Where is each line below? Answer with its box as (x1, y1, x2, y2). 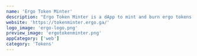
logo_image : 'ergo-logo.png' (6, 24, 78, 31)
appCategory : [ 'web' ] (6, 36, 60, 41)
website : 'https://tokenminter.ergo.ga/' (6, 19, 110, 25)
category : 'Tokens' (6, 41, 54, 47)
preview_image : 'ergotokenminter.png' (6, 30, 102, 36)
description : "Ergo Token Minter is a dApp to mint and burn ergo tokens (6, 14, 192, 20)
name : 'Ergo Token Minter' (6, 8, 73, 15)
